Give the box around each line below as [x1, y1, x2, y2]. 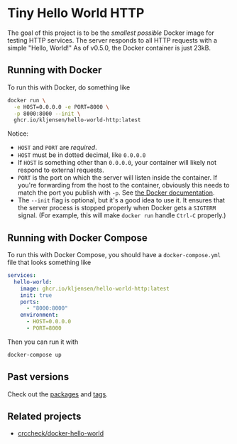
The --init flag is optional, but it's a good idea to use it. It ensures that [17, 196, 226, 205]
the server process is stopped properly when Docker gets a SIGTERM [17, 204, 216, 212]
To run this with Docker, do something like [7, 83, 131, 92]
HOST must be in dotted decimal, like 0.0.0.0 [17, 151, 146, 159]
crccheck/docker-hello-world [17, 429, 104, 438]
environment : [20, 311, 59, 319]
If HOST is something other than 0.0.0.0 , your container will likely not [17, 158, 216, 167]
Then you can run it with [7, 337, 79, 346]
